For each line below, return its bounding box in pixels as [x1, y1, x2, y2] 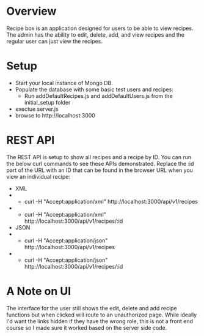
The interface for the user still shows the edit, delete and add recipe [6, 304, 177, 312]
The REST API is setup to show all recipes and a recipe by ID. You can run [6, 153, 191, 160]
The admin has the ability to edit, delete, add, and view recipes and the [6, 31, 185, 38]
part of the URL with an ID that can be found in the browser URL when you [6, 166, 194, 174]
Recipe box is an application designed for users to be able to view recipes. [6, 24, 194, 32]
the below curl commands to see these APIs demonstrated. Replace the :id [6, 160, 194, 167]
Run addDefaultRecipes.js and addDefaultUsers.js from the [24, 92, 173, 99]
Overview [6, 4, 57, 18]
